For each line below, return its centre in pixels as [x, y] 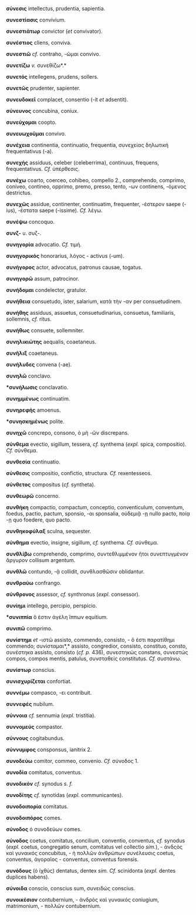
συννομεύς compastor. [35, 727]
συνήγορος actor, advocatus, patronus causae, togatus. [74, 267]
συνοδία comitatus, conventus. [44, 772]
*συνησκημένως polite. [35, 421]
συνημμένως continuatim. [38, 398]
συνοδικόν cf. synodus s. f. [40, 784]
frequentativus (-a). [30, 151]
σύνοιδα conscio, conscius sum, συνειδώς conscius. [71, 888]
